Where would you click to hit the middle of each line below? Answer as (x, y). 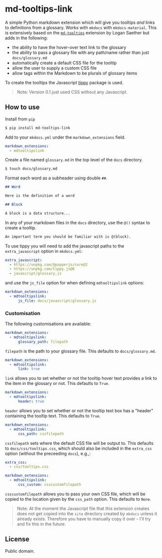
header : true (31, 401)
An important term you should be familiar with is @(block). (68, 237)
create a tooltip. (21, 227)
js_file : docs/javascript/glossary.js (57, 301)
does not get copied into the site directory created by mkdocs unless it (87, 513)
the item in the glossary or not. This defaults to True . (57, 384)
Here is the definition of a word (40, 196)
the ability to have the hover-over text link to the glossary (69, 47)
